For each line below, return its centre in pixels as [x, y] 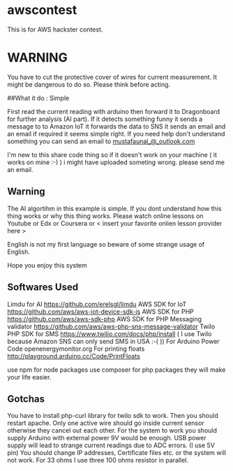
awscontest [42, 10]
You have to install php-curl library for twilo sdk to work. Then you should [113, 416]
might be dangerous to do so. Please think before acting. [89, 84]
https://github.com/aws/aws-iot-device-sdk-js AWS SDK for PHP [100, 311]
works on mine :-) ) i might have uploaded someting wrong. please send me [116, 162]
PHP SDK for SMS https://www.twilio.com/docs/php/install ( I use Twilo [110, 333]
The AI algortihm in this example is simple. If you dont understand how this [114, 208]
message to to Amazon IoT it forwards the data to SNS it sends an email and [116, 126]
